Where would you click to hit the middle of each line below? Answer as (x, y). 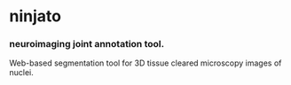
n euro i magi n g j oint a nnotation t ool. (87, 44)
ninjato (35, 16)
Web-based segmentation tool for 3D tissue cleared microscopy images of (145, 63)
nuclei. (21, 73)
